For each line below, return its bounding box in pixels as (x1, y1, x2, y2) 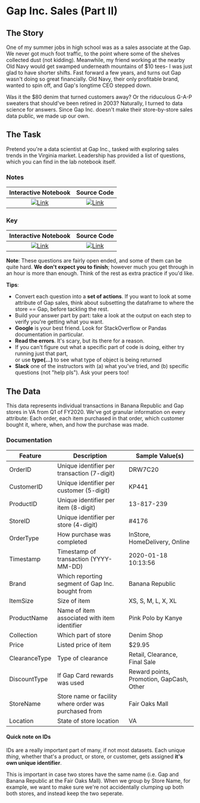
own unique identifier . (6, 759, 62, 766)
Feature (18, 452, 42, 460)
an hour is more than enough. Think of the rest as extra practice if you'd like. (6, 270, 194, 277)
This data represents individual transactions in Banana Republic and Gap (6, 402, 185, 409)
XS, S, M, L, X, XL (129, 597, 177, 605)
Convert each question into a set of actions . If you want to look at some (14, 293, 192, 300)
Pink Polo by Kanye (129, 613, 183, 622)
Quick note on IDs (6, 733, 51, 740)
